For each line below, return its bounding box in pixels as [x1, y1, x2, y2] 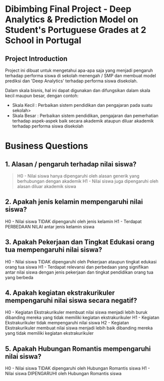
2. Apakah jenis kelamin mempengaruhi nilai [5, 198, 143, 206]
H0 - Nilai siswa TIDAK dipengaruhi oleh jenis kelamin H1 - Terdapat [5, 218, 142, 224]
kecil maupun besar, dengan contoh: [5, 93, 79, 98]
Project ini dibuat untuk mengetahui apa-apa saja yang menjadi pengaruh [5, 67, 153, 73]
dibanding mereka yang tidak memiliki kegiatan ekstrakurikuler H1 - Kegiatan [5, 315, 160, 320]
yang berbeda [5, 274, 33, 280]
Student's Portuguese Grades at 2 [5, 25, 146, 35]
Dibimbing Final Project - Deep [5, 3, 132, 15]
